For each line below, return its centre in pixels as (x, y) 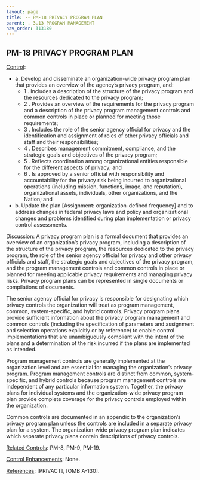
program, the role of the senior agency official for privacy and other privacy (99, 255)
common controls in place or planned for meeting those (92, 117)
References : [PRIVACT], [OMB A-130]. (53, 471)
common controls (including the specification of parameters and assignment (100, 324)
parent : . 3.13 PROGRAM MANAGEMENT (50, 23)
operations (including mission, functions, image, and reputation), (103, 187)
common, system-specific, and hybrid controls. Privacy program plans (93, 311)
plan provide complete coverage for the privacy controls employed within (96, 399)
